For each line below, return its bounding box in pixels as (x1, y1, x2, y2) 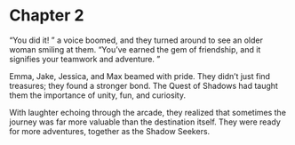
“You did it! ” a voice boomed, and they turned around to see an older (9, 35, 264, 45)
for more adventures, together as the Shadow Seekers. (9, 125, 211, 136)
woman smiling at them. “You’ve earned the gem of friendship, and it (9, 44, 261, 54)
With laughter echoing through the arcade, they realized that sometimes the (9, 107, 287, 117)
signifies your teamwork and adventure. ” (9, 53, 161, 64)
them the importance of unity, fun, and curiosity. (9, 90, 187, 101)
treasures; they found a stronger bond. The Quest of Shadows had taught (9, 80, 278, 91)
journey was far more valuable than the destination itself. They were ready (9, 117, 282, 127)
